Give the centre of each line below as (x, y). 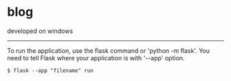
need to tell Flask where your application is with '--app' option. (96, 58)
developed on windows (40, 31)
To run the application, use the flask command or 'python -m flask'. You (109, 50)
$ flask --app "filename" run (51, 70)
